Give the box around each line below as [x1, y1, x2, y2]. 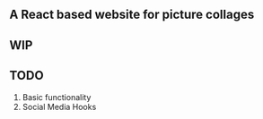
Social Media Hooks [22, 101, 97, 112]
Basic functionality [22, 91, 92, 102]
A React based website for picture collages [9, 7, 255, 22]
